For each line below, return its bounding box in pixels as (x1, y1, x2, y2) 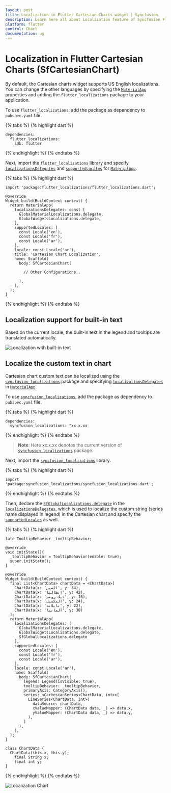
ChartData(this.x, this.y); (10, 750, 70, 755)
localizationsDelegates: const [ (14, 207, 85, 212)
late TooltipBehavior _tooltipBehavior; (5, 536, 93, 541)
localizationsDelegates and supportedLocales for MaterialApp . (5, 165, 137, 171)
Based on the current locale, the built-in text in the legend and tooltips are (5, 329, 160, 335)
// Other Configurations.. (23, 270, 81, 275)
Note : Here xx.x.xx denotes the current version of (17, 442, 122, 448)
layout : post (5, 7, 33, 13)
